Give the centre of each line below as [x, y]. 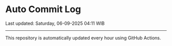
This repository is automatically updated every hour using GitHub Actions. [83, 38]
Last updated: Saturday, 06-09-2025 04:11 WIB [55, 23]
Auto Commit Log [43, 9]
